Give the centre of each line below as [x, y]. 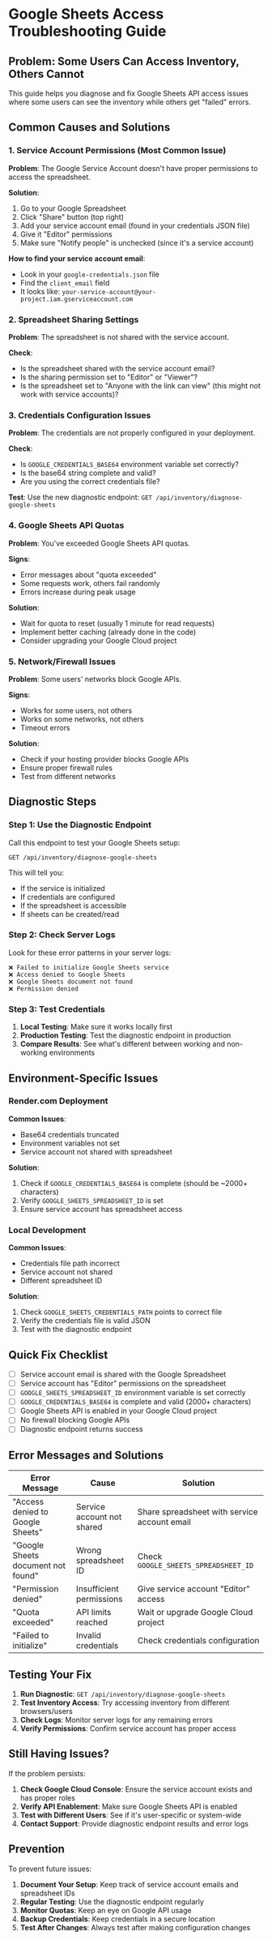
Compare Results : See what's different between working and [122, 1044]
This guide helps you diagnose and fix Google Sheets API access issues [128, 93]
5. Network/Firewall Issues [62, 662]
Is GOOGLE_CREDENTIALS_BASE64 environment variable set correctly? [129, 465]
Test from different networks [68, 776]
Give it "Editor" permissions [66, 234]
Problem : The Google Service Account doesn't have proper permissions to [133, 168]
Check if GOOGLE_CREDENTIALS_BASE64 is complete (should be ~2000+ [134, 1183]
